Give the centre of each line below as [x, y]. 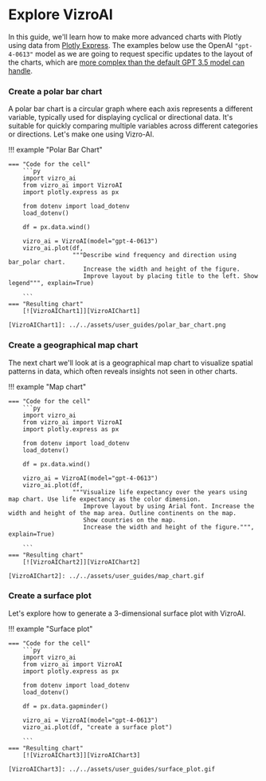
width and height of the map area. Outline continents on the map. [123, 513]
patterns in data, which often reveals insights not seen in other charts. [123, 371]
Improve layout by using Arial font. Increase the [169, 506]
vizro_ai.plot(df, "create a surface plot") [98, 727]
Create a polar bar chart [55, 91]
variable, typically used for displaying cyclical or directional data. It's [121, 117]
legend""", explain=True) [51, 283]
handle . [21, 70]
